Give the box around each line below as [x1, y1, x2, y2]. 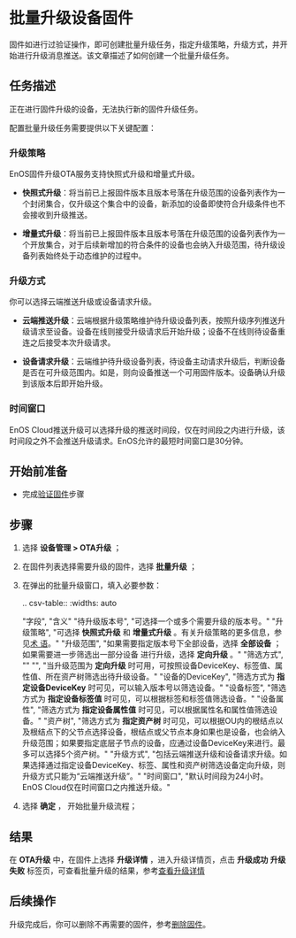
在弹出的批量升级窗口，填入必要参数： [21, 580, 162, 591]
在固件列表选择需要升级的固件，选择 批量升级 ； [21, 561, 197, 572]
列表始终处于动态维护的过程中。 [29, 250, 147, 261]
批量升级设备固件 [9, 8, 134, 28]
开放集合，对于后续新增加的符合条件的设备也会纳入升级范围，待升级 [29, 240, 278, 250]
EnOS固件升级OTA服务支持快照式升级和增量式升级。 [9, 169, 201, 180]
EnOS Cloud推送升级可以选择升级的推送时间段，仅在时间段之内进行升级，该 [9, 424, 285, 434]
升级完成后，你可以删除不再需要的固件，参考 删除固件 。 [9, 919, 210, 929]
